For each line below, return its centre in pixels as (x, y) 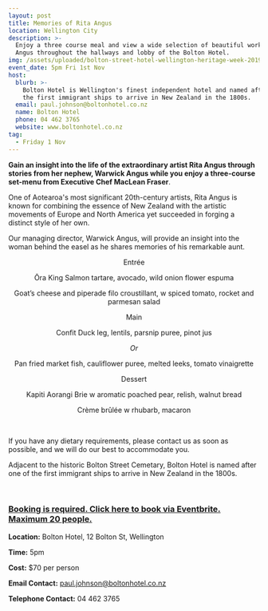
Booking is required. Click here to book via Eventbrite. (114, 510)
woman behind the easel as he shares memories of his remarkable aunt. (127, 246)
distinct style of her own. (49, 222)
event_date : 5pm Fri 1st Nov (57, 68)
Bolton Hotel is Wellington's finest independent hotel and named (135, 90)
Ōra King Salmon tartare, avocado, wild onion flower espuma (134, 277)
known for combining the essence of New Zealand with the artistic (118, 205)
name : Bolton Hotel (48, 113)
